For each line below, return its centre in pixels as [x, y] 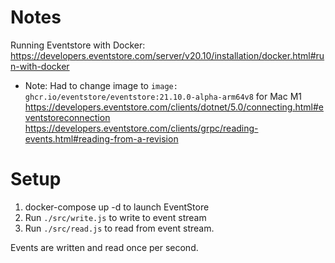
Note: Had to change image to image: [101, 85]
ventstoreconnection [67, 117]
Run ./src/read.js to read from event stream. [119, 228]
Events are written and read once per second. [104, 247]
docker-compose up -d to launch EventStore [117, 207]
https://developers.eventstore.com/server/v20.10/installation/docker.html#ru [167, 55]
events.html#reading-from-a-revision [101, 138]
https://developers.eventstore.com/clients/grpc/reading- [141, 128]
